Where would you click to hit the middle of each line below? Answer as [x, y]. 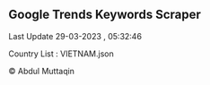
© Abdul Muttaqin [42, 71]
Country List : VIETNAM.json [61, 54]
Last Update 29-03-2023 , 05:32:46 [75, 36]
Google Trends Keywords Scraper [105, 15]
